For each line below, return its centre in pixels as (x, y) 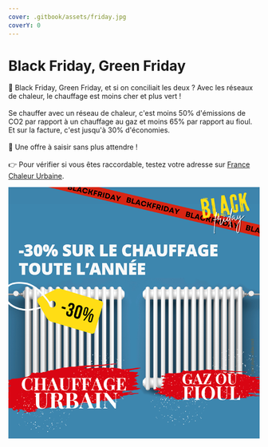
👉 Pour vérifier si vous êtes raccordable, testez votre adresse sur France (129, 164)
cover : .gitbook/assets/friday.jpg (67, 17)
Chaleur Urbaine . (36, 176)
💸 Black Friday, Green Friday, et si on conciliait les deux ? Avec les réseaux (131, 88)
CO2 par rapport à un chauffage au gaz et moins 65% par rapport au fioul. (130, 122)
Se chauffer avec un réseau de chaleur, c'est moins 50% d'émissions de (127, 113)
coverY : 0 (25, 25)
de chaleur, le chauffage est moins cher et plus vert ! (95, 97)
